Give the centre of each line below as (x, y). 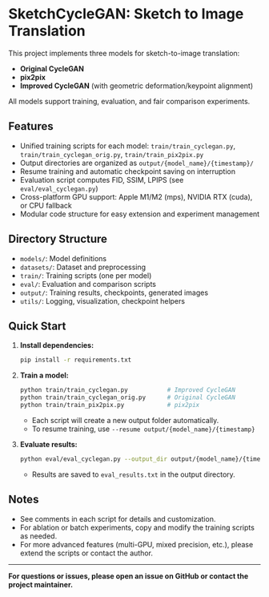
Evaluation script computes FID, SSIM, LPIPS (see (102, 180)
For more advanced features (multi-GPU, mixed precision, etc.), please (137, 544)
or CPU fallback (46, 205)
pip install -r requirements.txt (76, 360)
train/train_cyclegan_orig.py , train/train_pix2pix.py (112, 154)
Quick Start (37, 326)
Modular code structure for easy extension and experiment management (140, 214)
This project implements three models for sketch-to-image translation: (124, 53)
